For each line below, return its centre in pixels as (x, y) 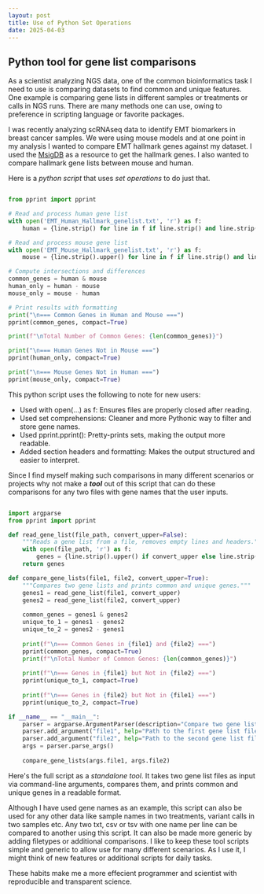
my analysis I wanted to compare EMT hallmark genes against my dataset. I (130, 146)
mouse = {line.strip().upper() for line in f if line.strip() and (133, 257)
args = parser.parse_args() (68, 746)
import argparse (35, 513)
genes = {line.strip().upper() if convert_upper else (126, 557)
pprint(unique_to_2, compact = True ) (81, 702)
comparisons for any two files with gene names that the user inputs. (118, 492)
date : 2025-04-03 (37, 30)
